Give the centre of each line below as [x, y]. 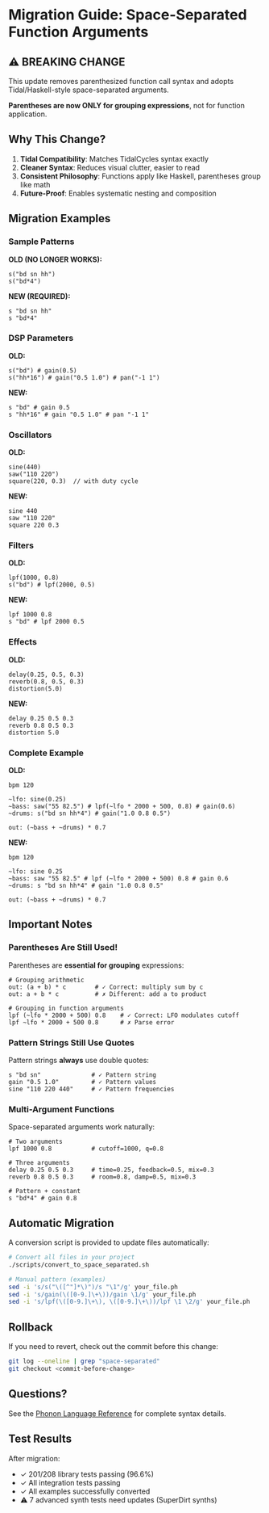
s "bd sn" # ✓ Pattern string [83, 1075]
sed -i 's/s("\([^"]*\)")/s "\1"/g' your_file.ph [93, 1287]
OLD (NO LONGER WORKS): [55, 259]
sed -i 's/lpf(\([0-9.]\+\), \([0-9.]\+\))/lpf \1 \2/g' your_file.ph [129, 1302]
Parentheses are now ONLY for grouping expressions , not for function [127, 105]
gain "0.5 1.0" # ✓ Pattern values [83, 1082]
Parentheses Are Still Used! [63, 948]
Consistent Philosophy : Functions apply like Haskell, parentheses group [141, 176]
